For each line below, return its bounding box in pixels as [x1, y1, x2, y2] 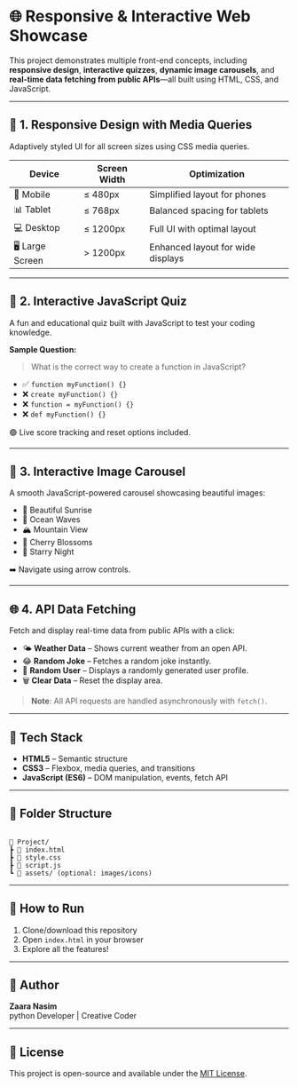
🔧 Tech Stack [9, 730, 83, 745]
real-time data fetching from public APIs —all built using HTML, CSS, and [9, 74, 279, 84]
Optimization [189, 167, 246, 179]
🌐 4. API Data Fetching [9, 601, 137, 616]
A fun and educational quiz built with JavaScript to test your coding [9, 317, 255, 328]
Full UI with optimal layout [149, 223, 256, 235]
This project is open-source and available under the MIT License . [9, 1068, 247, 1079]
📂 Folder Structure [9, 806, 113, 821]
